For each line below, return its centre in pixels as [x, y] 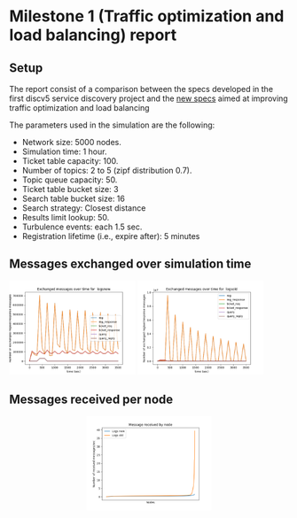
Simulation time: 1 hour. [64, 151]
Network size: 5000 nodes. [72, 142]
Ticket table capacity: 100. [70, 161]
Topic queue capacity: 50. [70, 180]
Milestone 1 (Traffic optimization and [147, 16]
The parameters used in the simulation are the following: [112, 125]
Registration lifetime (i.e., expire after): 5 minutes [111, 236]
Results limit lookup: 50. [66, 217]
